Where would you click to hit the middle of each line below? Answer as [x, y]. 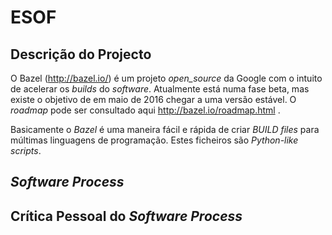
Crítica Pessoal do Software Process [126, 216]
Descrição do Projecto [81, 54]
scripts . [26, 150]
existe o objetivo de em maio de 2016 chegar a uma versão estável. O [153, 99]
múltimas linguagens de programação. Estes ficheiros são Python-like [154, 140]
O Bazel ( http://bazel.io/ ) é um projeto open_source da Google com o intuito [166, 78]
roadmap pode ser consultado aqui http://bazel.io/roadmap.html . [145, 110]
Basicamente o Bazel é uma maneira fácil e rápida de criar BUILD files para [165, 129]
